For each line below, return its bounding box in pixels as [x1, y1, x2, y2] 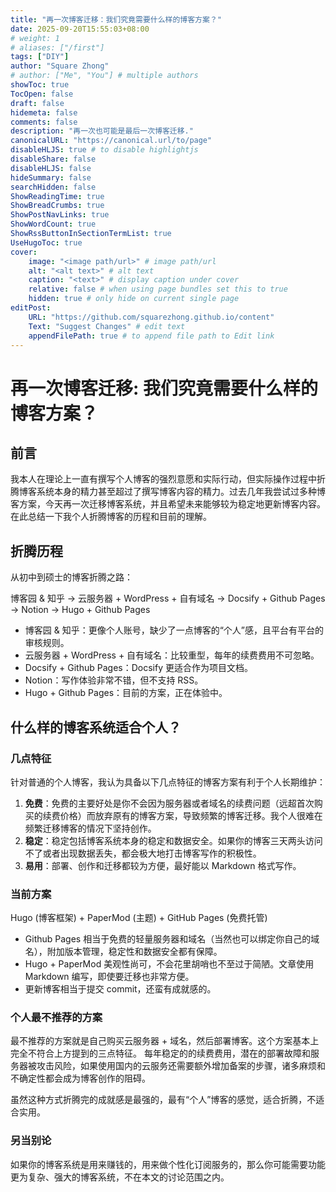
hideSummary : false [10, 172, 92, 183]
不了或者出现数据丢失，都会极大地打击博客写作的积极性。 [24, 847, 262, 859]
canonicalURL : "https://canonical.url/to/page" [10, 136, 213, 146]
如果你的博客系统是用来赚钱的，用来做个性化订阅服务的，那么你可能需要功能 [10, 1158, 326, 1170]
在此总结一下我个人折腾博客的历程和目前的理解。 [10, 511, 212, 523]
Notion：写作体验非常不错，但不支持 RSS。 [24, 674, 204, 686]
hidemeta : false [10, 107, 78, 118]
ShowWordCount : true [10, 219, 97, 230]
